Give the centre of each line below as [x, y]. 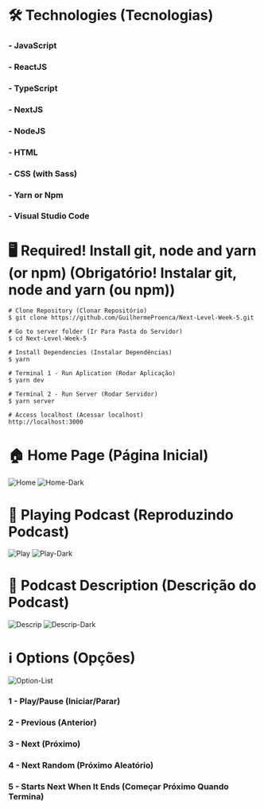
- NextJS [26, 110]
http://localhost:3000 [46, 422]
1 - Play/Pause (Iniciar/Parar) [64, 702]
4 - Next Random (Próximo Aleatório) [81, 765]
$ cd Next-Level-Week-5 [48, 339]
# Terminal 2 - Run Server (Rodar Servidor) [83, 394]
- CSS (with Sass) [43, 173]
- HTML [23, 152]
